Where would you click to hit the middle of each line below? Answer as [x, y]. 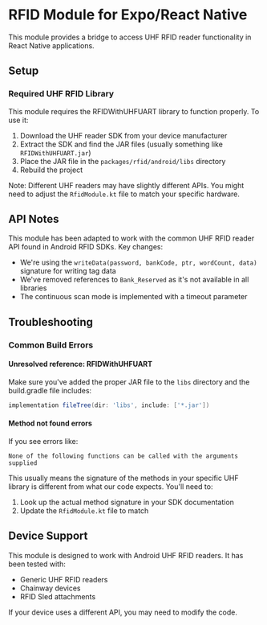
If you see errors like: [43, 442]
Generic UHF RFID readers [64, 579]
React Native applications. [51, 45]
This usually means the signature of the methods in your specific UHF [123, 478]
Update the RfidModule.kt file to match [84, 511]
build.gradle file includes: [50, 390]
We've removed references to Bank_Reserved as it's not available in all [134, 280]
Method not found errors [50, 423]
